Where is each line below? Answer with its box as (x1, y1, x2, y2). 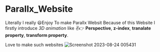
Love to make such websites (5, 42, 64, 48)
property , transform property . (5, 32, 69, 38)
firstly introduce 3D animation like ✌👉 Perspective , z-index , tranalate (5, 25, 152, 31)
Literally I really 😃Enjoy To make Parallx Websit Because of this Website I (5, 20, 156, 26)
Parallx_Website (5, 3, 73, 15)
